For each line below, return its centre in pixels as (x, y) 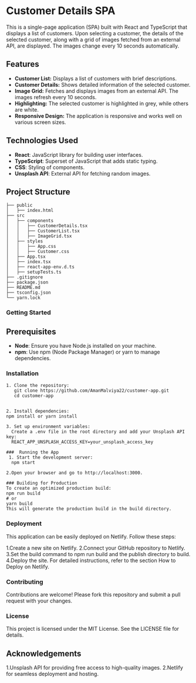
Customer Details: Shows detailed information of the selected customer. (102, 85)
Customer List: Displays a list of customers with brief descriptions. (96, 78)
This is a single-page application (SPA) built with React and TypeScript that (97, 27)
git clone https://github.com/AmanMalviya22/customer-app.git (91, 391)
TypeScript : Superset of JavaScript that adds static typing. (86, 161)
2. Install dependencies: (38, 411)
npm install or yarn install (42, 416)
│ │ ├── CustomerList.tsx (43, 231)
